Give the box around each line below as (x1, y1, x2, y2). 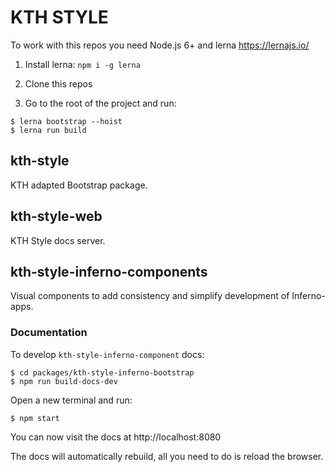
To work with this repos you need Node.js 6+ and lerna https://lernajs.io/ (10, 39, 310, 51)
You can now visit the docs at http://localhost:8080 (10, 431, 222, 443)
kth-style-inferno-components (10, 263, 208, 280)
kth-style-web (10, 208, 103, 225)
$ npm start (10, 413, 60, 423)
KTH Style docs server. (10, 234, 106, 246)
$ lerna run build (10, 125, 87, 135)
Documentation (10, 326, 88, 340)
